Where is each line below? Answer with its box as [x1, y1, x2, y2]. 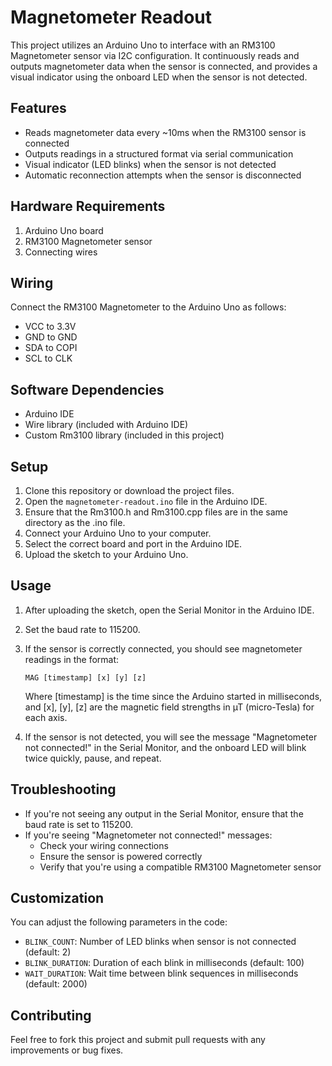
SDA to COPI [24, 342, 78, 354]
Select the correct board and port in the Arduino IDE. [24, 538, 243, 550]
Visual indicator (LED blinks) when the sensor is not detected [24, 158, 277, 170]
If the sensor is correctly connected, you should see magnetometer [24, 642, 303, 655]
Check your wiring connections [39, 839, 169, 851]
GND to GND [24, 331, 78, 343]
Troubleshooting [10, 781, 117, 798]
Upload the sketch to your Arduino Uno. [24, 549, 189, 560]
